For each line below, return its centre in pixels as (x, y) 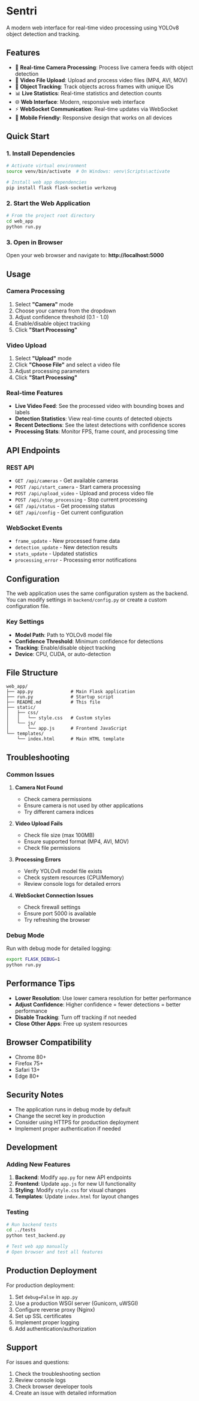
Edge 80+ (27, 1076)
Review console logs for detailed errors (72, 884)
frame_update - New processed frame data (67, 541)
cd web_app (20, 221)
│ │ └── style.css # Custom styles (59, 718)
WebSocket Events (34, 528)
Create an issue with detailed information (66, 1393)
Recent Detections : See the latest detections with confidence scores (100, 425)
